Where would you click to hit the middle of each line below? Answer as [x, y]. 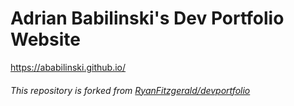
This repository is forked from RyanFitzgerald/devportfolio [130, 90]
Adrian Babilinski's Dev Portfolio [147, 18]
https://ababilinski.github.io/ [68, 67]
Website [45, 39]
